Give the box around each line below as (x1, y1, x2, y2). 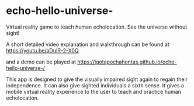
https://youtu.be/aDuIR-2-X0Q (6, 47, 79, 54)
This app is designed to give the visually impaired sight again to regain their (6, 76, 188, 83)
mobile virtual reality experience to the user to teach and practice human (6, 88, 181, 95)
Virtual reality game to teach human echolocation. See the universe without (6, 23, 188, 30)
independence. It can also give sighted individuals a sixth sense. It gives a (6, 82, 184, 89)
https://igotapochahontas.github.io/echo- (77, 58, 177, 65)
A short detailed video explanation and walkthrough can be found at (6, 41, 169, 48)
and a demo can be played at (6, 58, 76, 65)
